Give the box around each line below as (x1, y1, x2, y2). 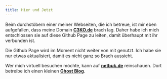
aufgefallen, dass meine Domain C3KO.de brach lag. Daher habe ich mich (5, 26, 159, 33)
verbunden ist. (5, 37, 35, 44)
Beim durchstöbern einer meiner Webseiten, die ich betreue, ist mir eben (5, 21, 157, 27)
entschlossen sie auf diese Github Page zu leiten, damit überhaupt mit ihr (5, 32, 158, 38)
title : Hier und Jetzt (5, 7, 53, 13)
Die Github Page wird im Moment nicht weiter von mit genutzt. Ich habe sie (5, 47, 161, 53)
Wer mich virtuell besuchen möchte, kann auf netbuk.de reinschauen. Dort (5, 62, 162, 68)
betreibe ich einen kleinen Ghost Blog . (5, 68, 86, 74)
